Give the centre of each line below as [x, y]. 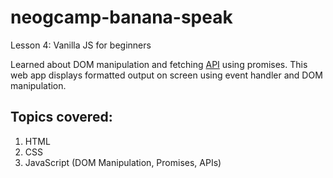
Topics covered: [61, 117]
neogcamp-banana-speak [121, 17]
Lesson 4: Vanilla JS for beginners [81, 45]
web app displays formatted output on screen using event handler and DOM [166, 75]
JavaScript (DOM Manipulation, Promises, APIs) [123, 162]
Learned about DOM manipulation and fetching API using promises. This [159, 64]
